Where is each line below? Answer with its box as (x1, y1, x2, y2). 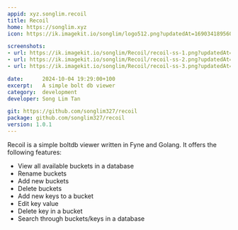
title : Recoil (7, 17, 50, 24)
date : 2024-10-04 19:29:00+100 (7, 75, 115, 82)
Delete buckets (17, 184, 62, 192)
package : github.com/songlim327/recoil (7, 115, 125, 122)
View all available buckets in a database (17, 161, 135, 170)
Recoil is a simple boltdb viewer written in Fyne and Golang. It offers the (7, 140, 217, 149)
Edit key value (17, 199, 59, 207)
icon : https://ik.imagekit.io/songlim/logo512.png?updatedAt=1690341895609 (7, 30, 236, 38)
